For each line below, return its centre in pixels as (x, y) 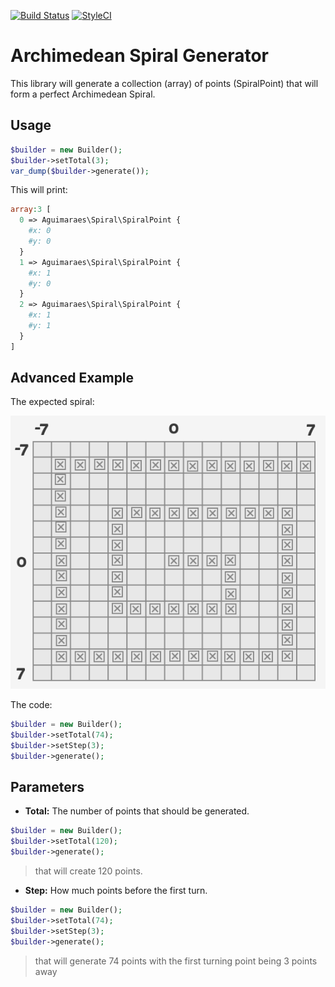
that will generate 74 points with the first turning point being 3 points (176, 961)
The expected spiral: (52, 402)
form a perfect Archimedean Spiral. (83, 94)
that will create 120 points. (88, 871)
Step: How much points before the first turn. (116, 891)
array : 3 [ (31, 210)
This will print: (39, 190)
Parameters (47, 787)
